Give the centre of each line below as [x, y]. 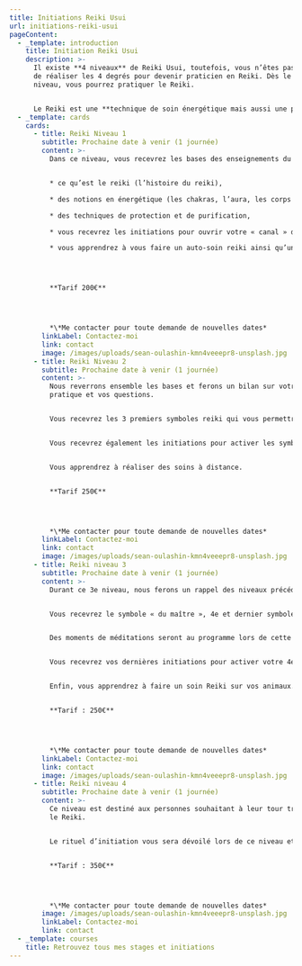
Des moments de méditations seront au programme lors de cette [170, 638]
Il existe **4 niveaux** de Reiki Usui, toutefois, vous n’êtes [156, 68]
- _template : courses [58, 939]
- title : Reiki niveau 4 [80, 784]
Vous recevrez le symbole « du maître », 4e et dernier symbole [172, 614]
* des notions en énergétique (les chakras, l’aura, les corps [170, 199]
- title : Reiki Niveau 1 [80, 134]
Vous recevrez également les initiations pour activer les [162, 443]
